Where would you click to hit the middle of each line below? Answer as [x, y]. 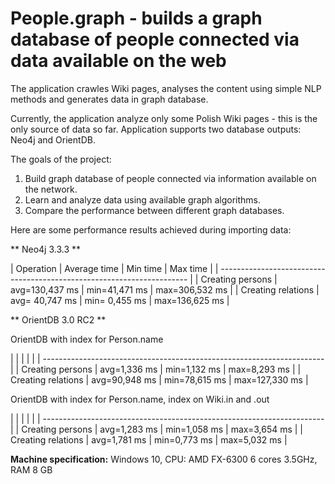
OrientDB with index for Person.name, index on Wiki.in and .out [140, 399]
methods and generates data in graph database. [109, 99]
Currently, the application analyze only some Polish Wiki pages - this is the [164, 118]
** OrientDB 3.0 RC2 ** [58, 319]
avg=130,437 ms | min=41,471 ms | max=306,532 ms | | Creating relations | [165, 289]
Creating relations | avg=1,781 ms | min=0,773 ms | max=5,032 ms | [149, 439]
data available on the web [118, 61]
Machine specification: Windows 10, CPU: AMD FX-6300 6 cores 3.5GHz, [164, 459]
